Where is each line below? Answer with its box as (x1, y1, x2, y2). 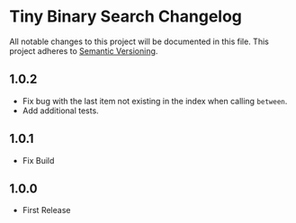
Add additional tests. (22, 105, 99, 116)
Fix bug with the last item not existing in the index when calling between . (22, 95, 288, 106)
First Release (22, 205, 71, 216)
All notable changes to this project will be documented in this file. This (9, 36, 270, 47)
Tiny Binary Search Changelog (9, 6, 243, 27)
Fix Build (22, 155, 55, 165)
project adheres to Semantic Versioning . (9, 45, 158, 56)
